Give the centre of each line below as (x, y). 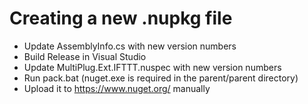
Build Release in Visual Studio (85, 56)
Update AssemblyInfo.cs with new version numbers (130, 46)
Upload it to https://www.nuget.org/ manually (117, 88)
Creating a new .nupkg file (121, 18)
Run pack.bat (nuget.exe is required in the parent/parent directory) (161, 78)
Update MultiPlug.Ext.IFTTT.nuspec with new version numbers (152, 67)
